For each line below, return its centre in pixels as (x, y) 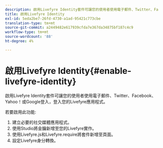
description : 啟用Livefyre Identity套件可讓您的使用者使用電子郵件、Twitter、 (80, 9)
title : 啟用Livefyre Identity (35, 14)
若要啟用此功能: (21, 112)
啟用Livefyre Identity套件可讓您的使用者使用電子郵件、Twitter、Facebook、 (81, 96)
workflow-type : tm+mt (27, 32)
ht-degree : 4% (19, 41)
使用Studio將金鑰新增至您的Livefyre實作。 (54, 128)
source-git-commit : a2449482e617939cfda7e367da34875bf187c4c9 (69, 28)
